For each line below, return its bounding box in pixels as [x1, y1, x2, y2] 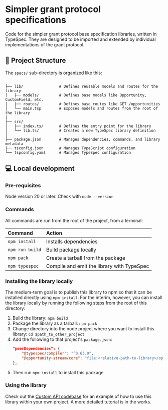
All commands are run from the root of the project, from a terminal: [5, 217, 143, 223]
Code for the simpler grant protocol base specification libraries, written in [5, 31, 157, 37]
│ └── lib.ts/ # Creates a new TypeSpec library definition [5, 128, 156, 133]
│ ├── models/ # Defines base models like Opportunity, [5, 92, 147, 98]
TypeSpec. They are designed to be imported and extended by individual [5, 36, 156, 42]
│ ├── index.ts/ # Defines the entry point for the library [5, 124, 151, 129]
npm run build [8, 247, 42, 253]
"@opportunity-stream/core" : [22, 356, 83, 361]
